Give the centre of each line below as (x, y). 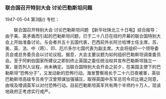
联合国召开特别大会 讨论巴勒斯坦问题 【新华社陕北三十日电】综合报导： (86, 30)
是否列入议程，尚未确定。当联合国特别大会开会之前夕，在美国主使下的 (85, 67)
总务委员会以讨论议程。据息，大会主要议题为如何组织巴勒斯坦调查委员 (89, 55)
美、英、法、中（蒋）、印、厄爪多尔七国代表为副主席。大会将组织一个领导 (80, 48)
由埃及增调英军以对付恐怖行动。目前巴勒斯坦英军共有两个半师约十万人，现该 (83, 85)
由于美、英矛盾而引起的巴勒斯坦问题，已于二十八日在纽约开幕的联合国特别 (81, 36)
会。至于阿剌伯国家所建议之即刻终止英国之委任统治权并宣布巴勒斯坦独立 (79, 61)
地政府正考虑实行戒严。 (29, 92)
